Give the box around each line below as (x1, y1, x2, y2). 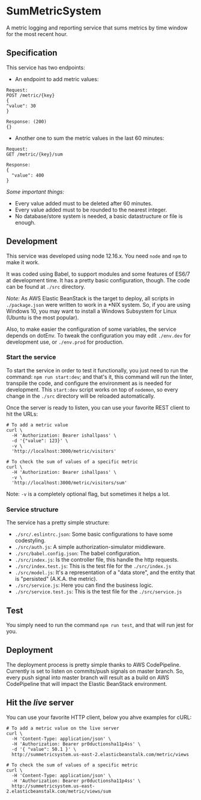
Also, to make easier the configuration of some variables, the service (6, 326, 177, 333)
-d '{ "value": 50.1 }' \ (11, 746, 77, 752)
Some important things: (6, 188, 65, 195)
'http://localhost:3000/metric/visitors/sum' (11, 479, 128, 486)
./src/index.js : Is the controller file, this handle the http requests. (14, 556, 179, 563)
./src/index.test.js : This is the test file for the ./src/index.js (14, 563, 172, 570)
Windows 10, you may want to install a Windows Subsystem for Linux (6, 308, 177, 315)
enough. (14, 219, 36, 226)
